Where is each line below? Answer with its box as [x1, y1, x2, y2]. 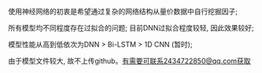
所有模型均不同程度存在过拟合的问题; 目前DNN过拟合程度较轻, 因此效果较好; [8, 23, 254, 33]
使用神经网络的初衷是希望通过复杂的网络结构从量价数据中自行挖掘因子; [8, 7, 238, 16]
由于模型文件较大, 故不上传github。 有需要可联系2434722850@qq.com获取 [8, 57, 251, 65]
